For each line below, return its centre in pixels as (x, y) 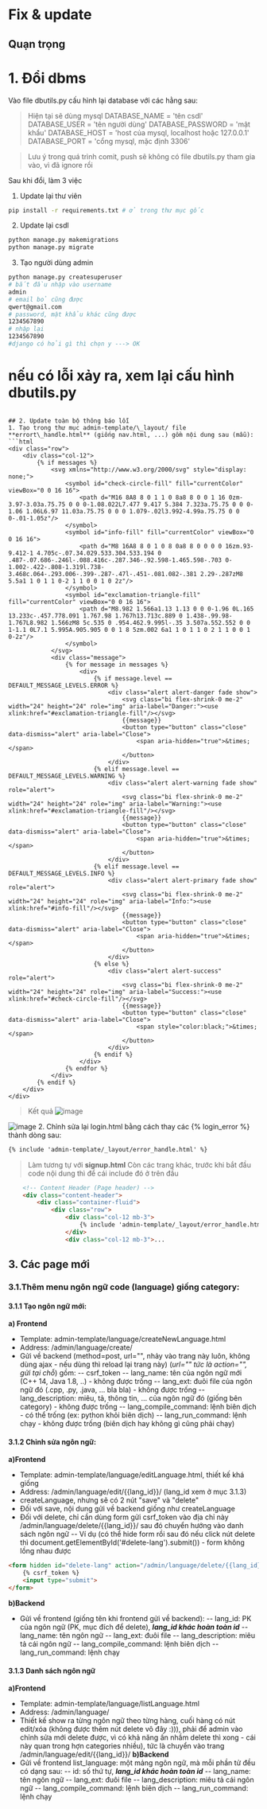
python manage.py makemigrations (64, 240)
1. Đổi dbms (47, 78)
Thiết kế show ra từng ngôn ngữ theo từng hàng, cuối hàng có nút (128, 1721)
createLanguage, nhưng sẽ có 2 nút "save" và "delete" (109, 1500)
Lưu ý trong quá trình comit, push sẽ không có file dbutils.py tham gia (141, 156)
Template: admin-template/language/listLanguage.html (110, 1704)
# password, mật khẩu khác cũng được (72, 314)
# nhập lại (26, 329)
